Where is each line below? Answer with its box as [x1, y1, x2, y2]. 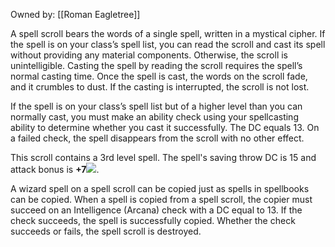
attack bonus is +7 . [10, 164, 100, 175]
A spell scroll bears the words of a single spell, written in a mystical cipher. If [10, 28, 326, 39]
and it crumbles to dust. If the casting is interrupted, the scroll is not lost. [10, 81, 310, 93]
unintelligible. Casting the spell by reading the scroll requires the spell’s [10, 60, 303, 71]
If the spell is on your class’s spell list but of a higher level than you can [10, 100, 303, 112]
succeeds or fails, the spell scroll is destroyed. [10, 225, 202, 237]
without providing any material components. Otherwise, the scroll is [10, 49, 288, 61]
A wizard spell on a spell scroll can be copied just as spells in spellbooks [10, 183, 310, 194]
